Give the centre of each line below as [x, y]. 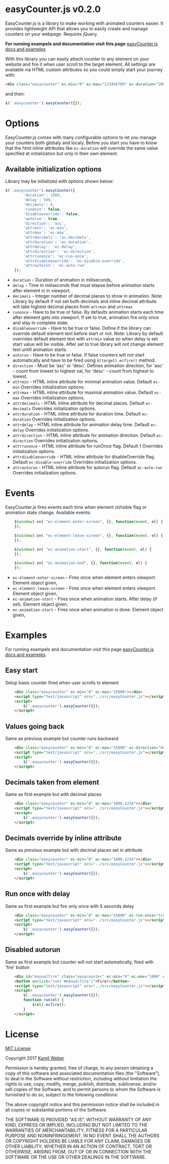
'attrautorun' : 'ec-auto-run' [55, 266]
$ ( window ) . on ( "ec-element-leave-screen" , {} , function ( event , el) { [89, 536]
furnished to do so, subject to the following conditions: [62, 1094]
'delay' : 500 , [38, 200]
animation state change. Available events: [48, 512]
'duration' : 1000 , [43, 195]
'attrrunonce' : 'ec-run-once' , [56, 256]
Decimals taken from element [52, 782]
